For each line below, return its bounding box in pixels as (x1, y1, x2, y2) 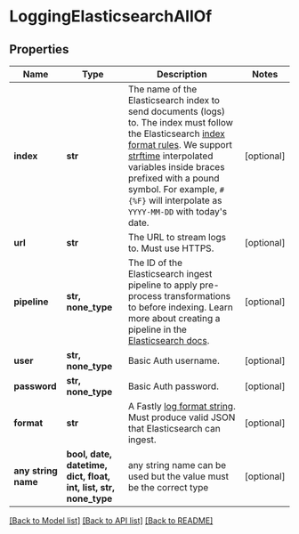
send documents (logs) (127, 105, 225, 117)
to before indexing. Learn (127, 301, 233, 313)
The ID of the (127, 256, 183, 269)
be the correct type (127, 481, 209, 493)
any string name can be (127, 459, 227, 471)
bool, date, (66, 448, 113, 460)
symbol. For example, (127, 183, 218, 195)
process (127, 290, 163, 302)
